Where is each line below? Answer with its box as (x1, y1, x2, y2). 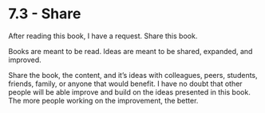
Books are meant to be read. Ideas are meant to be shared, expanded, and (8, 46, 253, 56)
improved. (8, 55, 42, 64)
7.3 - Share (8, 5, 81, 23)
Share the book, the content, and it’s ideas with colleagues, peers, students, (8, 70, 258, 80)
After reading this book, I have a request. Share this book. (8, 31, 198, 41)
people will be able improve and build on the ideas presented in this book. (8, 87, 251, 96)
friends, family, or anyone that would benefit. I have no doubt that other (8, 79, 243, 88)
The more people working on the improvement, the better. (8, 95, 199, 105)
